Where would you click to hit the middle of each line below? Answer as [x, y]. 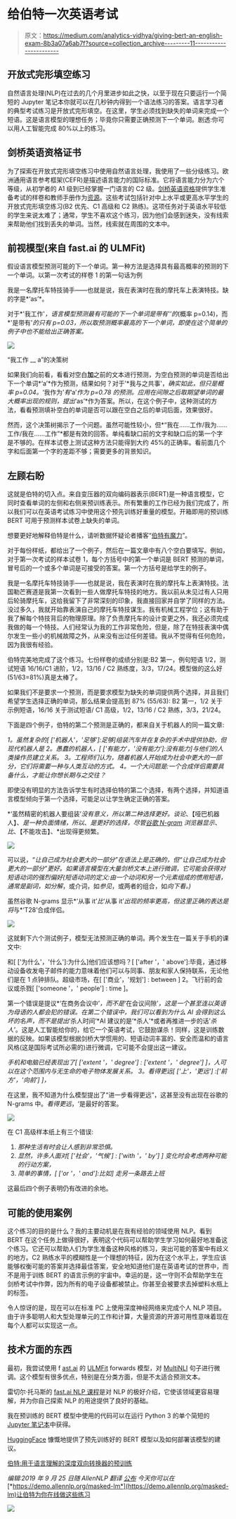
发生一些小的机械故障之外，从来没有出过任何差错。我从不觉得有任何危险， [121, 636]
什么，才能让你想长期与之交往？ [59, 775]
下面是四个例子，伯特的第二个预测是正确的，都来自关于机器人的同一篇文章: [116, 725]
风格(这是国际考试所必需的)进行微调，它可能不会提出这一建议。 [99, 1047]
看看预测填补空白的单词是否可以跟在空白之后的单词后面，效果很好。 [118, 410]
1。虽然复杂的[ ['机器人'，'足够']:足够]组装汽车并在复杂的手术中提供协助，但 [117, 740]
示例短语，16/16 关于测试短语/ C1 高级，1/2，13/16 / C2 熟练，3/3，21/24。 [116, 710]
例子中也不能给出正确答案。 [47, 331]
